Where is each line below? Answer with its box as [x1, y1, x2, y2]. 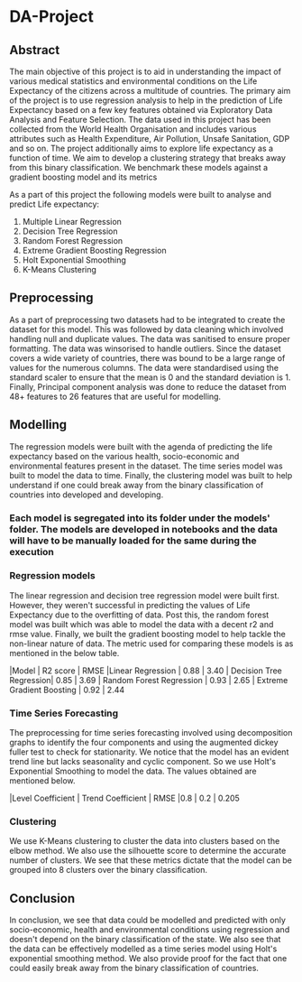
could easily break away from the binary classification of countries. [9, 963, 260, 974]
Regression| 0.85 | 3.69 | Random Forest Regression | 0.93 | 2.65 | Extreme [9, 674, 288, 685]
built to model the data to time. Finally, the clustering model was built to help [9, 469, 293, 480]
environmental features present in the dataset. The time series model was [9, 460, 283, 471]
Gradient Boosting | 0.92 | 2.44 [9, 684, 125, 695]
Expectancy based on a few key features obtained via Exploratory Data [9, 105, 273, 115]
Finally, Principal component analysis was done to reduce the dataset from [9, 381, 287, 392]
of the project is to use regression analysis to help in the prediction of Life [9, 95, 283, 106]
